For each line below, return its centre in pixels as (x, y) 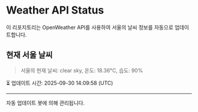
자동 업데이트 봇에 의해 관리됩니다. (45, 103)
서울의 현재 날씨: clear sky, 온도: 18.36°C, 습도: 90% (82, 70)
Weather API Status (55, 10)
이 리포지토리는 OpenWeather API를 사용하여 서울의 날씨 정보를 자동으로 (90, 27)
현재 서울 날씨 (29, 55)
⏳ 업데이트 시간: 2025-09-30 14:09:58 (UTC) (60, 83)
